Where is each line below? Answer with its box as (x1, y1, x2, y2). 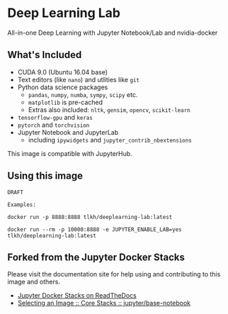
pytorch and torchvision (17, 120, 90, 129)
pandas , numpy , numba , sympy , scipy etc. (28, 90, 138, 99)
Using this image (7, 170, 84, 182)
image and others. (7, 278, 60, 286)
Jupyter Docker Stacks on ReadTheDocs (17, 291, 137, 300)
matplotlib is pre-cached (28, 98, 103, 106)
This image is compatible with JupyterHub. (7, 149, 132, 157)
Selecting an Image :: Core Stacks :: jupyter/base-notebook (17, 299, 191, 308)
